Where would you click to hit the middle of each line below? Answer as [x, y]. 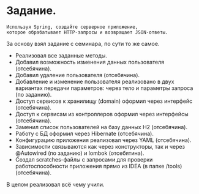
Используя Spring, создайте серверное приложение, [72, 27]
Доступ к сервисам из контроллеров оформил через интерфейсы [102, 114]
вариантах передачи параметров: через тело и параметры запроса [104, 88]
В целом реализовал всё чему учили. [55, 184]
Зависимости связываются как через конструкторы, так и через [100, 146]
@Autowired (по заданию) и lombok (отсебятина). [80, 153]
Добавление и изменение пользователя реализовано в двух [95, 81]
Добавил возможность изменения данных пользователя [89, 62]
